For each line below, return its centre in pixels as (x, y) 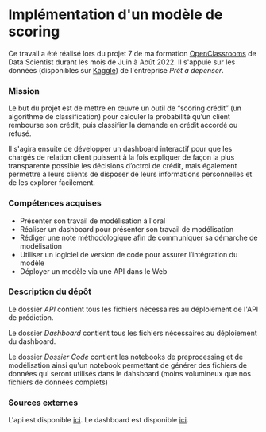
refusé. (20, 133)
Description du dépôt (50, 291)
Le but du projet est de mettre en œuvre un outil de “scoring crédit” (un (125, 108)
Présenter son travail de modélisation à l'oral (93, 221)
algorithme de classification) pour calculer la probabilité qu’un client (119, 117)
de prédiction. (31, 317)
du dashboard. (32, 341)
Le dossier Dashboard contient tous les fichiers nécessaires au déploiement (133, 333)
